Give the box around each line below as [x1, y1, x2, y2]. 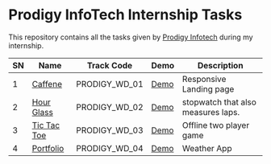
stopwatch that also [181, 96, 256, 108]
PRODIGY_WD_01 [76, 78, 144, 89]
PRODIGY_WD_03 [76, 125, 144, 136]
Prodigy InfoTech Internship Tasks [8, 6, 243, 24]
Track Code [86, 59, 133, 71]
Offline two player [181, 119, 250, 130]
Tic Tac [31, 119, 60, 130]
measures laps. [181, 106, 240, 117]
